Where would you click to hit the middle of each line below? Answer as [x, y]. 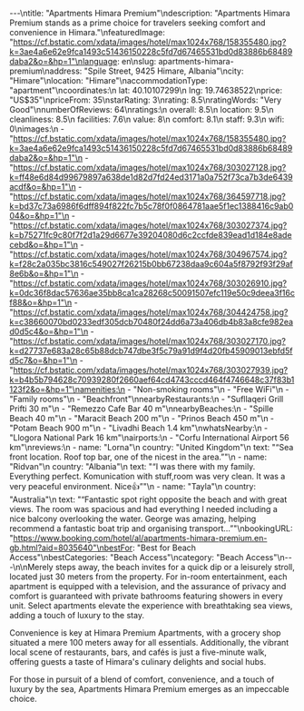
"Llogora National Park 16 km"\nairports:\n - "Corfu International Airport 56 [150, 438]
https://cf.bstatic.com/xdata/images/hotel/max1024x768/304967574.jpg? [150, 254]
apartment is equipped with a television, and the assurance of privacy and [148, 586]
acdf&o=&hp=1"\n [43, 187]
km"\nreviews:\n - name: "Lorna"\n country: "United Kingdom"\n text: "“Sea [152, 447]
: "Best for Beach [164, 548]
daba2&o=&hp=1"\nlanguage [64, 61]
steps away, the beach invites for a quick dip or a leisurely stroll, [175, 567]
